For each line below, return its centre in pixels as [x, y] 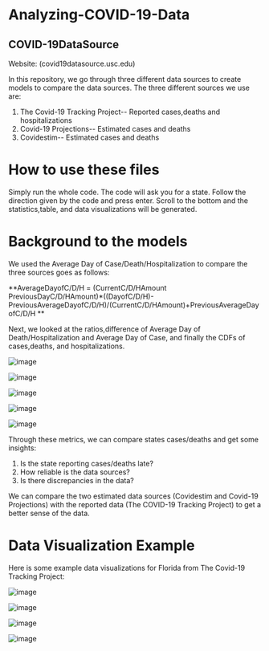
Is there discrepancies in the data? [77, 480]
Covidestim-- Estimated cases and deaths [90, 137]
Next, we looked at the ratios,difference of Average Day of [104, 329]
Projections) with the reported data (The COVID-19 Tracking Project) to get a [135, 504]
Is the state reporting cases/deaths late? [87, 463]
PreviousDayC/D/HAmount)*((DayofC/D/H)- [81, 296]
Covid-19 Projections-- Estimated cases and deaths [105, 129]
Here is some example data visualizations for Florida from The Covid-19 [127, 568]
